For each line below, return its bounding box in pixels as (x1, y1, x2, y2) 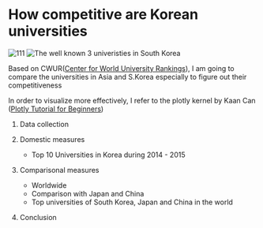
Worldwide (31, 180, 67, 190)
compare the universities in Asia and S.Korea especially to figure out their (8, 72, 247, 81)
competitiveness (8, 80, 62, 90)
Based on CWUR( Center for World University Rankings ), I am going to (8, 63, 235, 73)
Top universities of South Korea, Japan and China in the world (31, 197, 233, 207)
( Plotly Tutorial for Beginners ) (8, 104, 104, 114)
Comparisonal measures (19, 165, 100, 174)
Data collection (19, 119, 70, 129)
